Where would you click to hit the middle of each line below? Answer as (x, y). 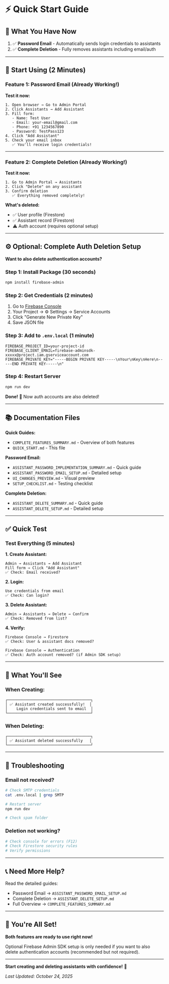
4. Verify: (15, 628)
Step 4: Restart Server (33, 377)
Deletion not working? (33, 831)
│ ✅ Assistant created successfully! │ (49, 704)
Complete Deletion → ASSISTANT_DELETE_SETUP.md (63, 899)
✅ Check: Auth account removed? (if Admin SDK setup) (63, 655)
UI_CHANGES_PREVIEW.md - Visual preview (54, 478)
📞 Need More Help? (35, 871)
